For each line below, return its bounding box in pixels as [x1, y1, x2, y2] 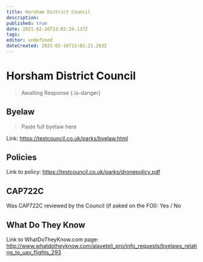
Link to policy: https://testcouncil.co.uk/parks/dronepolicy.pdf [6, 168, 161, 176]
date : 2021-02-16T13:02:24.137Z [6, 26, 88, 32]
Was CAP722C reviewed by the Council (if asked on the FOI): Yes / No [6, 202, 182, 210]
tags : [6, 32, 20, 38]
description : [6, 15, 39, 21]
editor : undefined [6, 37, 53, 43]
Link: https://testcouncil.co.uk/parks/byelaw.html [6, 134, 128, 142]
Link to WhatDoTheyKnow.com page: [6, 236, 99, 243]
